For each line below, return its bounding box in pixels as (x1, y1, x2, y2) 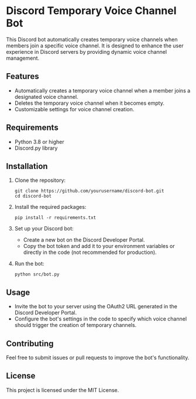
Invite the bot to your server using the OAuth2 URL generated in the (14, 303, 177, 310)
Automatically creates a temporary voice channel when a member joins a (14, 87, 191, 94)
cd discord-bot (14, 193, 52, 199)
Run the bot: (14, 260, 44, 267)
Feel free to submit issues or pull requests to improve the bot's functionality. (6, 354, 190, 361)
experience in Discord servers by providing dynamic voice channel (6, 48, 167, 55)
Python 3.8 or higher (14, 138, 64, 145)
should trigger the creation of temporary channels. (14, 322, 137, 329)
